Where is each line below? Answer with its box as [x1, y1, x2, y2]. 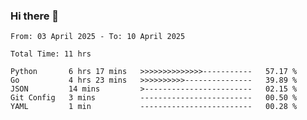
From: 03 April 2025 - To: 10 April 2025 [10, 32, 186, 42]
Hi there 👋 [10, 9, 60, 23]
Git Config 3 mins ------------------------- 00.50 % [10, 93, 298, 103]
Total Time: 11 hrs [10, 49, 92, 59]
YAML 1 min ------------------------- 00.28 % [10, 102, 298, 112]
